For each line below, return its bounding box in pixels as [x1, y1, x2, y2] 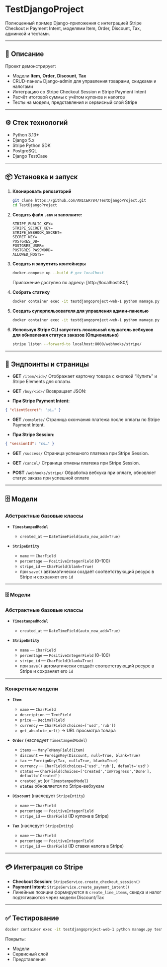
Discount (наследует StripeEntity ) [12, 793, 85, 799]
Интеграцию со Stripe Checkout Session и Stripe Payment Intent [12, 88, 147, 94]
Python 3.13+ [12, 131, 40, 138]
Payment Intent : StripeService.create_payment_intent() [12, 884, 130, 890]
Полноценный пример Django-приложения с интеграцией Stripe [5, 20, 142, 26]
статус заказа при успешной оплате [12, 475, 89, 481]
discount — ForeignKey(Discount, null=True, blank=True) [19, 752, 141, 758]
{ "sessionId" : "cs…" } [5, 441, 55, 447]
